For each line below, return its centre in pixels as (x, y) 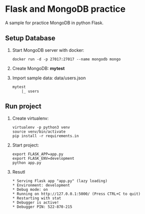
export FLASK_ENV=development (43, 158)
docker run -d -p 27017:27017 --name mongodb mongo (66, 59)
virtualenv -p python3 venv (41, 127)
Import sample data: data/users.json (49, 78)
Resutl (19, 172)
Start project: (26, 145)
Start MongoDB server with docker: (48, 50)
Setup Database (30, 38)
